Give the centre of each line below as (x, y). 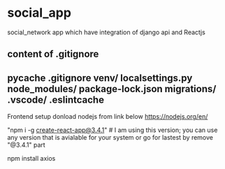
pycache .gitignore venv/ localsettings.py (100, 78)
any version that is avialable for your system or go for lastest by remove (110, 138)
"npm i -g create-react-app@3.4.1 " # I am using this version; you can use (112, 130)
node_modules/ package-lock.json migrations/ (112, 89)
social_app (39, 13)
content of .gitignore (53, 54)
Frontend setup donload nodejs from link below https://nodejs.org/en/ (108, 117)
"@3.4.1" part (26, 145)
